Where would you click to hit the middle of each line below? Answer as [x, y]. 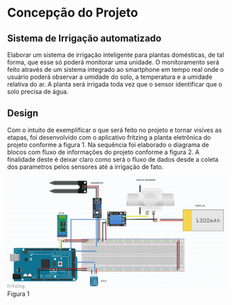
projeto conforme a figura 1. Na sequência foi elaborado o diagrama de [108, 145]
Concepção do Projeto [73, 13]
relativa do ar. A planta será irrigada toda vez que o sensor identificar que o [115, 84]
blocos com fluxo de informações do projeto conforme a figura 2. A [103, 152]
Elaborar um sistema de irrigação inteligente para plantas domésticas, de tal [116, 55]
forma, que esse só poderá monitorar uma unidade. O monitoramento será [113, 62]
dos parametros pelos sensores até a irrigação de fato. [86, 167]
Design [23, 113]
